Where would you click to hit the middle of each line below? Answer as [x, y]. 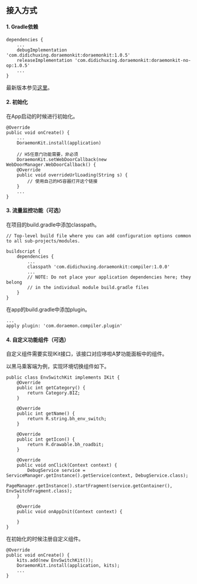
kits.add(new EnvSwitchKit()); [55, 560]
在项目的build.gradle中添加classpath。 [53, 225]
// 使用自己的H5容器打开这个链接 [63, 181]
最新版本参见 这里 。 [29, 87]
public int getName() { [46, 414]
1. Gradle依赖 [22, 27]
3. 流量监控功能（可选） [35, 211]
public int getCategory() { [51, 388]
